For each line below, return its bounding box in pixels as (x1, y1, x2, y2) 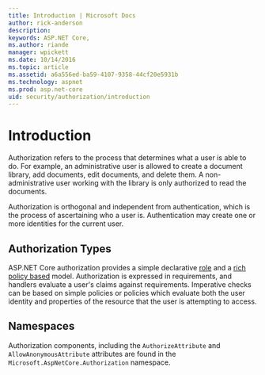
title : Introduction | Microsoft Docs (8, 11, 136, 20)
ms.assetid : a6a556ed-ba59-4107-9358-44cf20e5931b (8, 71, 179, 78)
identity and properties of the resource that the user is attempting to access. (8, 297, 257, 306)
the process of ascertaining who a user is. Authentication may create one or (8, 211, 256, 220)
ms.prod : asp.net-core (8, 85, 83, 94)
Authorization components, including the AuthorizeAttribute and (8, 340, 221, 350)
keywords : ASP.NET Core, (8, 33, 90, 42)
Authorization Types (8, 242, 112, 255)
